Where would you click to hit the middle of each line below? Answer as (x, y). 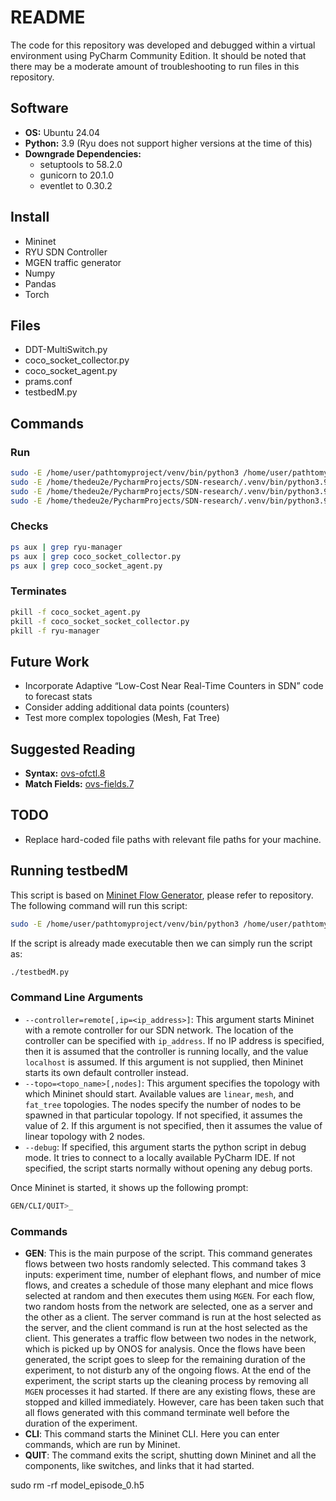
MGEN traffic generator (73, 262)
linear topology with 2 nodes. (85, 1136)
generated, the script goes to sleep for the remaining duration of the (165, 1359)
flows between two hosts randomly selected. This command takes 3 (165, 1263)
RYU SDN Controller (66, 252)
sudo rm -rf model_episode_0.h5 (77, 1485)
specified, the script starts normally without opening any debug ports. (168, 1168)
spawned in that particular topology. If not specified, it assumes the (163, 1115)
